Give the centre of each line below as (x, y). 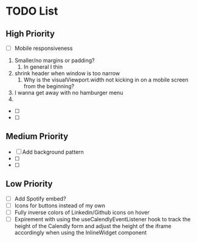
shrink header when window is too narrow (67, 74)
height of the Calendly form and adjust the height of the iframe (93, 226)
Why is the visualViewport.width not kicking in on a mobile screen (106, 80)
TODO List (32, 11)
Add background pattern (53, 152)
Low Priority (29, 184)
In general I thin (43, 67)
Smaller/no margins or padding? (54, 60)
